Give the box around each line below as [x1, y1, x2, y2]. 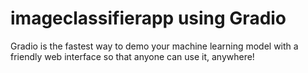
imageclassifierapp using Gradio [10, 7, 287, 30]
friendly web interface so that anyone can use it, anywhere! [10, 50, 255, 62]
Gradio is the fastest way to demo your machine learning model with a [10, 40, 299, 52]
